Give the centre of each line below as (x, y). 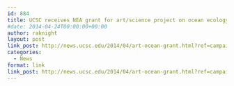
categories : (24, 53)
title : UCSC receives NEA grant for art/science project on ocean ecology (118, 20)
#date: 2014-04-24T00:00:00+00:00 (57, 26)
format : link (26, 65)
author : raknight (32, 33)
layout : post (26, 40)
